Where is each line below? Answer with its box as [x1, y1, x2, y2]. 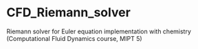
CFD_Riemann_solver [6, 5, 131, 20]
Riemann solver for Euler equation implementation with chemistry [6, 27, 192, 35]
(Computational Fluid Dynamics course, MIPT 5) [6, 34, 142, 42]
